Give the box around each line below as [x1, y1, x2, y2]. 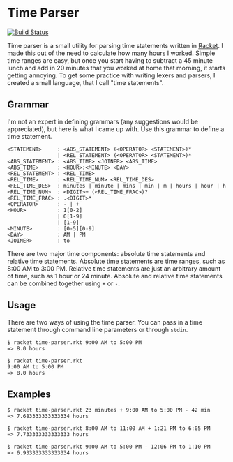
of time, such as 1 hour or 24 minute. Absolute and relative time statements [7, 271, 223, 280]
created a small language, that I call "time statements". [7, 78, 164, 87]
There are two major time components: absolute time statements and [7, 249, 206, 258]
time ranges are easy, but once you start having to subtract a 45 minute [7, 56, 213, 64]
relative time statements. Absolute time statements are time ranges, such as [7, 257, 225, 265]
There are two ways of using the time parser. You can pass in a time [7, 318, 202, 326]
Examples [7, 388, 51, 400]
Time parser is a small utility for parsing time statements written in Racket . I [7, 41, 223, 50]
